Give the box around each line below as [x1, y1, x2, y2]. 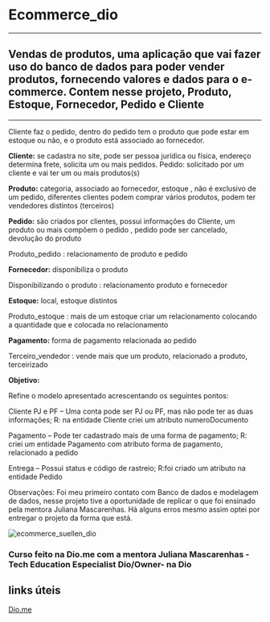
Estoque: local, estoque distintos [8, 295, 118, 305]
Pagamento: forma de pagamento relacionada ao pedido [8, 336, 197, 345]
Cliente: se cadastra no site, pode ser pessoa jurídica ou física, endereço [8, 150, 252, 160]
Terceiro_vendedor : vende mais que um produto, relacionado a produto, [8, 351, 247, 360]
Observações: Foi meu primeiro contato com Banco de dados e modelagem [8, 487, 259, 496]
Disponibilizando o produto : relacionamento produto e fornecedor [8, 280, 228, 290]
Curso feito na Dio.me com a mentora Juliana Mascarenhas [8, 549, 244, 560]
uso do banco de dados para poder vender [8, 60, 225, 74]
